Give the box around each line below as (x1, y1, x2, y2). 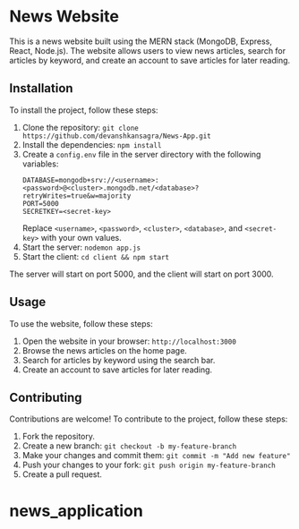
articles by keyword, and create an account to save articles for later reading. (9, 55, 291, 65)
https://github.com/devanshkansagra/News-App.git (21, 132, 212, 141)
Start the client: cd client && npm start (21, 251, 170, 261)
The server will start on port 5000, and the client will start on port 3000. (9, 269, 275, 279)
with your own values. (40, 232, 123, 243)
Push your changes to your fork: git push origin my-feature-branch (21, 459, 276, 471)
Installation (9, 81, 73, 96)
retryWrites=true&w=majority (21, 191, 132, 201)
